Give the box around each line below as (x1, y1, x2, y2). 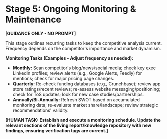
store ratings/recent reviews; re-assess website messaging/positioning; (12, 86, 161, 92)
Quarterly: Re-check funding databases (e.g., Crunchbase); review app (12, 81, 161, 87)
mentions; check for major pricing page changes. (12, 75, 114, 81)
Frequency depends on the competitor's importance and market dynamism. (5, 45, 161, 51)
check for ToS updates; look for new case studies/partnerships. (12, 91, 144, 97)
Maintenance (5, 14, 62, 25)
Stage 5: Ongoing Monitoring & (5, 3, 136, 15)
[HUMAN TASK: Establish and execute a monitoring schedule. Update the (5, 117, 161, 123)
